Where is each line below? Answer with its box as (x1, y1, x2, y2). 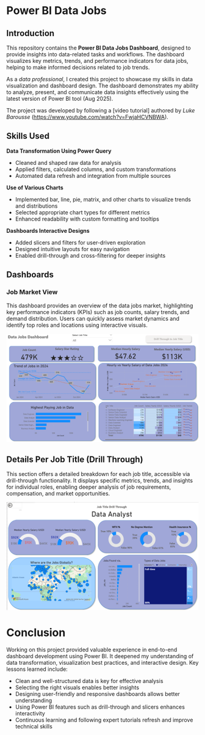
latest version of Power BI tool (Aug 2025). (6, 95, 113, 102)
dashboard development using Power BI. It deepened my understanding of (6, 652, 194, 660)
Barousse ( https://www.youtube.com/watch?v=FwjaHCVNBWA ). (6, 114, 169, 120)
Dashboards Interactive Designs (6, 227, 90, 234)
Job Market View (6, 288, 58, 296)
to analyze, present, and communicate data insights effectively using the (6, 89, 189, 95)
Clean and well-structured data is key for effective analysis (15, 677, 164, 684)
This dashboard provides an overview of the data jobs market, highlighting (6, 302, 193, 309)
